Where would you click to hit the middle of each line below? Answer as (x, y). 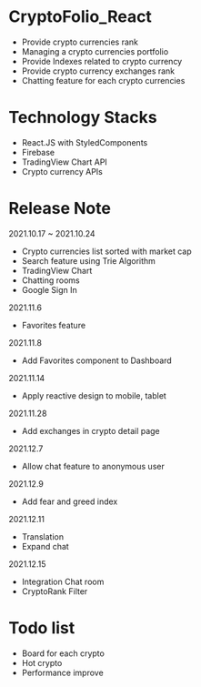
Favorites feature (54, 325)
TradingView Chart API (65, 162)
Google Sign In (50, 289)
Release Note (60, 209)
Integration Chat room (63, 581)
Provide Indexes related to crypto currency (102, 61)
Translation (43, 536)
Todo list (42, 628)
